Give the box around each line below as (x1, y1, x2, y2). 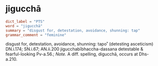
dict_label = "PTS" (5, 19, 45, 24)
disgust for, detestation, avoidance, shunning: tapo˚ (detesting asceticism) (5, 41, 154, 47)
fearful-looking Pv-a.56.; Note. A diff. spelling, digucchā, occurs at (5, 51, 138, 57)
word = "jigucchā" (5, 23, 43, 28)
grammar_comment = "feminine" (5, 33, 67, 37)
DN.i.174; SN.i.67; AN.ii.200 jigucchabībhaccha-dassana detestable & (5, 46, 143, 52)
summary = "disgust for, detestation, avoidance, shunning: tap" (5, 28, 140, 33)
